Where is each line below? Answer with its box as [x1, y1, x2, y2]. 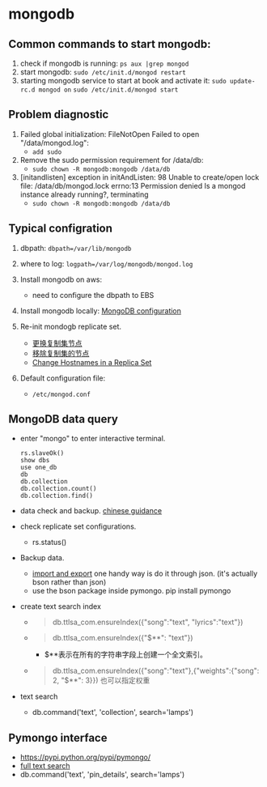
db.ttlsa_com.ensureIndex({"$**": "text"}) [52, 633, 193, 643]
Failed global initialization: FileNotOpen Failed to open [19, 129, 200, 138]
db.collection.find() [19, 491, 93, 500]
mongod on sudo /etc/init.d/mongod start [38, 86, 179, 94]
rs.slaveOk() [19, 449, 65, 457]
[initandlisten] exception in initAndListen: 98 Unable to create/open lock [19, 172, 260, 182]
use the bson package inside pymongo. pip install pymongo [32, 586, 231, 596]
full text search [19, 761, 70, 771]
